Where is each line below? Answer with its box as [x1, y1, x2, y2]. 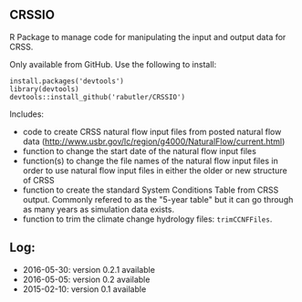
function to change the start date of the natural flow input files [22, 145, 257, 156]
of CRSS [22, 174, 55, 185]
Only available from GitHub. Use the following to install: [9, 58, 217, 69]
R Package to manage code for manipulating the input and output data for [9, 31, 286, 42]
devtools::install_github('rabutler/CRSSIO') [9, 92, 185, 101]
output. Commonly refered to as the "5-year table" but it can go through [22, 193, 294, 204]
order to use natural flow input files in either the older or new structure [22, 164, 287, 176]
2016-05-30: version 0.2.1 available [22, 264, 155, 275]
